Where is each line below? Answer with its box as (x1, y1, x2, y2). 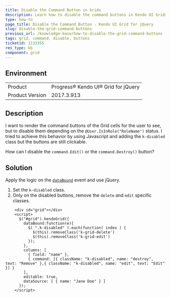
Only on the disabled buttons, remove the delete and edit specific (12, 192, 152, 198)
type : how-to (5, 17, 33, 22)
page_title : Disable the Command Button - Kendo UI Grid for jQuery (5, 21, 154, 27)
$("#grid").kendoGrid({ (18, 216, 70, 222)
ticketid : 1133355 (5, 41, 44, 46)
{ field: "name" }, (27, 252, 70, 257)
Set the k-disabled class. (12, 186, 66, 193)
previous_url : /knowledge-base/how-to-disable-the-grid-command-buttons (5, 31, 163, 36)
